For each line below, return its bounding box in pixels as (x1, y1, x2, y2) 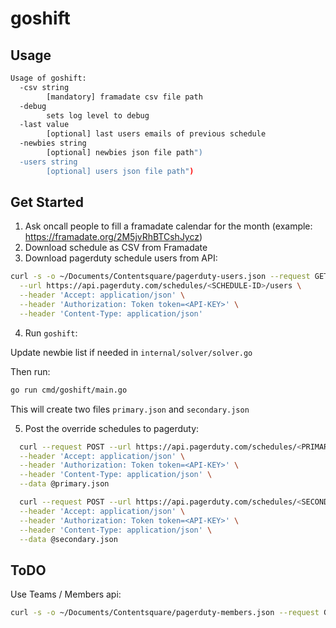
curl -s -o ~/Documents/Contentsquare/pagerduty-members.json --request (10, 608, 320, 618)
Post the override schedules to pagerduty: (24, 422, 200, 434)
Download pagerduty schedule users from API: (24, 252, 218, 264)
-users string (19, 157, 78, 167)
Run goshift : (24, 327, 78, 339)
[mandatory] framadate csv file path (46, 92, 203, 102)
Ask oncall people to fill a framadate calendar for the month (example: (24, 220, 313, 232)
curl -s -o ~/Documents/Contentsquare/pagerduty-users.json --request (10, 272, 311, 282)
